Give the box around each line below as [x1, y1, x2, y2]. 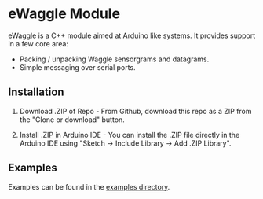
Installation [8, 86, 64, 99]
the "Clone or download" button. [19, 115, 126, 124]
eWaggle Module [8, 5, 120, 23]
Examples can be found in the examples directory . [8, 182, 170, 191]
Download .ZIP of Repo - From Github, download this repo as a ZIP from [19, 106, 253, 116]
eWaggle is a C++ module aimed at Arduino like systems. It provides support [8, 31, 256, 40]
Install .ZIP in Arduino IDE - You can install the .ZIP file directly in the [19, 130, 240, 139]
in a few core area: [8, 39, 69, 48]
